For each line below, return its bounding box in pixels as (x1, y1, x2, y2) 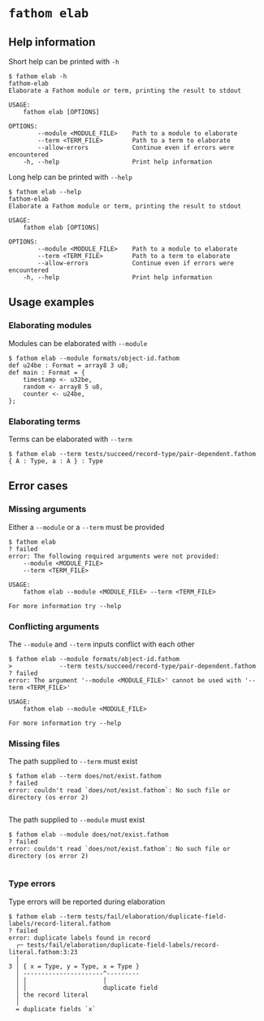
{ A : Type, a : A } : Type (8, 457, 104, 465)
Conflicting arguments (8, 620, 100, 632)
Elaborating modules (8, 320, 92, 331)
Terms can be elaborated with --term (8, 434, 132, 444)
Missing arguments (8, 503, 87, 515)
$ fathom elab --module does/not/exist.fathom (8, 830, 169, 839)
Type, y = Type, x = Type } (44, 962, 140, 971)
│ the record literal (15, 991, 89, 999)
